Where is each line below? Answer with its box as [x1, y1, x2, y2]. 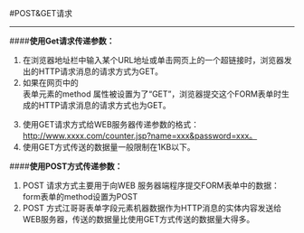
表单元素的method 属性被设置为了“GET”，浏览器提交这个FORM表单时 [22, 89, 282, 99]
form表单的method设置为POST [22, 191, 138, 201]
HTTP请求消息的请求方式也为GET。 [38, 100, 172, 110]
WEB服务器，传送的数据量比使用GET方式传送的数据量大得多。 [22, 214, 255, 224]
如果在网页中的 [22, 78, 79, 88]
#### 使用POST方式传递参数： [9, 161, 123, 172]
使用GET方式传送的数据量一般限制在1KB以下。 [22, 142, 195, 152]
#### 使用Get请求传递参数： [9, 35, 115, 46]
